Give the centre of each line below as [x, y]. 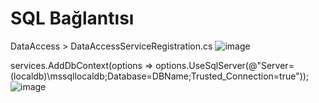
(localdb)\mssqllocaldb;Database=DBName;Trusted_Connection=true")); [160, 76]
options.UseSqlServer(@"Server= [225, 65]
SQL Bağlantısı [72, 18]
